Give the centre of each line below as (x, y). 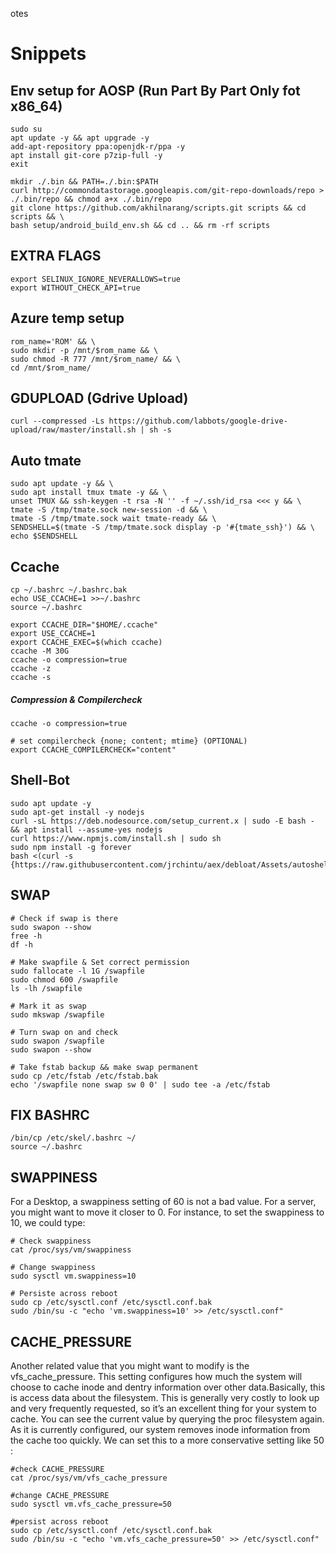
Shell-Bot (40, 780)
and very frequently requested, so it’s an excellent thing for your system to (163, 1409)
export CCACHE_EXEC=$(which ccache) (86, 643)
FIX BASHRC (50, 1115)
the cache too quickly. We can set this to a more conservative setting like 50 (167, 1440)
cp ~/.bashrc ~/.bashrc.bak (69, 590)
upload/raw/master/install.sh (73, 430)
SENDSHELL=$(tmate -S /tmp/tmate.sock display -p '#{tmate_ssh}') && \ (162, 528)
